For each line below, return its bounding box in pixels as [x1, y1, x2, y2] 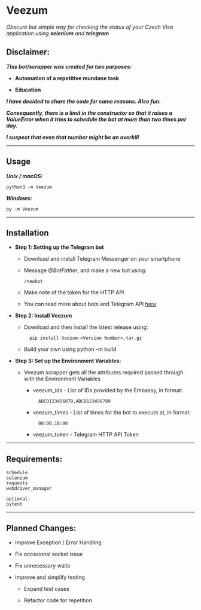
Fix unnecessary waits [14, 562, 71, 569]
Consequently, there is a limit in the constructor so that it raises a [6, 109, 172, 117]
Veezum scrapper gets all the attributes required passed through [23, 369, 184, 376]
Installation [6, 228, 49, 238]
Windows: [6, 194, 32, 202]
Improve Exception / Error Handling [14, 539, 102, 546]
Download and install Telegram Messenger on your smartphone [23, 255, 181, 263]
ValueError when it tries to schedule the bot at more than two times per [6, 115, 187, 123]
